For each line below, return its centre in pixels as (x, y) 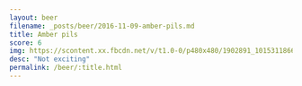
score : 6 (26, 43)
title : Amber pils (44, 34)
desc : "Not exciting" (50, 59)
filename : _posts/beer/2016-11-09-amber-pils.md (102, 26)
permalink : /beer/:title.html (66, 68)
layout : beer (34, 17)
